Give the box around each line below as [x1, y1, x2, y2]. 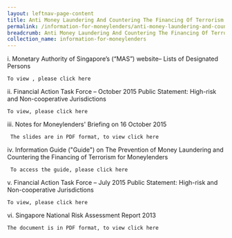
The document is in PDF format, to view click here [7, 225, 159, 232]
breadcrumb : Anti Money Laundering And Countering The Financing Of [7, 29, 209, 37]
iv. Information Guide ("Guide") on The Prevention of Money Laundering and [7, 146, 224, 154]
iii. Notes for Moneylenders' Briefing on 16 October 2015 [7, 120, 167, 128]
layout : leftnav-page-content [7, 10, 95, 17]
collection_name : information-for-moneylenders [7, 36, 147, 43]
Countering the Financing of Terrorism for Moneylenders [7, 153, 168, 161]
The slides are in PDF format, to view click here [10, 134, 159, 141]
